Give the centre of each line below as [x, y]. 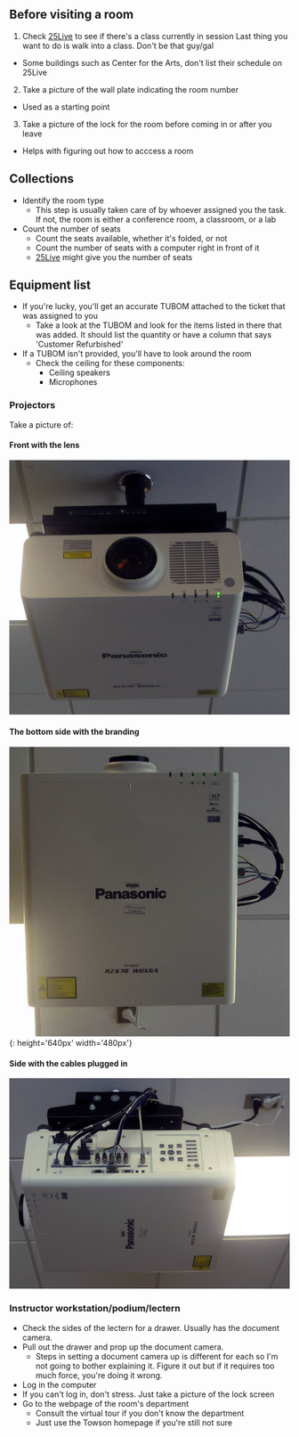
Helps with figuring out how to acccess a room [108, 151]
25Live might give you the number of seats [114, 257]
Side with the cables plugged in [69, 1063]
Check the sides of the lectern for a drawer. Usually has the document [151, 1327]
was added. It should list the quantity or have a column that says [154, 335]
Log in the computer [59, 1384]
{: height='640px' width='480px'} [71, 1043]
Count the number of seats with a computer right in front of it [147, 248]
